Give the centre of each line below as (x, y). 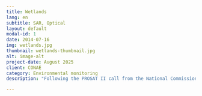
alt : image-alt (25, 56)
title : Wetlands (26, 12)
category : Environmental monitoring (52, 73)
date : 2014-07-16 (28, 40)
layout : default (26, 28)
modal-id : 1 (21, 34)
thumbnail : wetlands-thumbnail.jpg (51, 51)
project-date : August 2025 (40, 62)
